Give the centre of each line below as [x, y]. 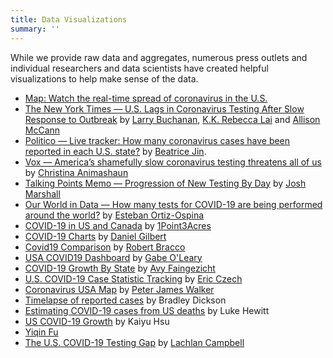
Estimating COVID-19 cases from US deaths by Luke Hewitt [147, 310]
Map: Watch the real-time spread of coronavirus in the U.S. [146, 98]
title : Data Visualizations [69, 19]
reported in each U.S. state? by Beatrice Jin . [115, 151]
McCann [42, 130]
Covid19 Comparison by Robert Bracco [105, 247]
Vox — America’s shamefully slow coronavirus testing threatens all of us [173, 162]
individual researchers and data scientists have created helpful [139, 68]
